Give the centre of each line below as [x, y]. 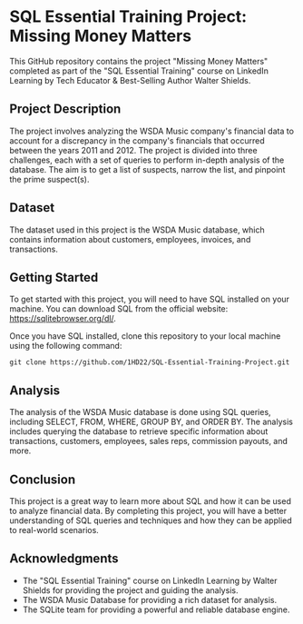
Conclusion [43, 479]
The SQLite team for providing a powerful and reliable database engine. [156, 609]
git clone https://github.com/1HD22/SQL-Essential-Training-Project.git [150, 362]
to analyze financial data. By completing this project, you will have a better [148, 511]
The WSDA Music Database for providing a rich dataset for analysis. [150, 599]
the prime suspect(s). [49, 179]
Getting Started [54, 277]
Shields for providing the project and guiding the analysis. [130, 590]
